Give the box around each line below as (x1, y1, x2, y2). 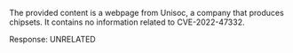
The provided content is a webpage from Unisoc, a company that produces (9, 8, 284, 18)
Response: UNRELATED (9, 34, 96, 44)
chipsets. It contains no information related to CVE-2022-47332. (9, 17, 245, 27)
